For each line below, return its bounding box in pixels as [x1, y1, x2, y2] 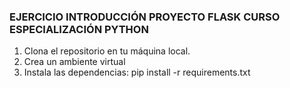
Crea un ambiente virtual [23, 56, 126, 68]
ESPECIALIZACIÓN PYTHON [9, 22, 149, 36]
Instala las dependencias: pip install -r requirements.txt [23, 66, 251, 79]
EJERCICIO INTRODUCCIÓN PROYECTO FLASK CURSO [9, 10, 281, 24]
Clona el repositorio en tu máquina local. [23, 45, 191, 57]
